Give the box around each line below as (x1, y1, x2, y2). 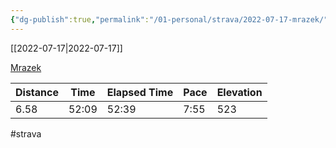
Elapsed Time (106, 85, 174, 99)
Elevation (216, 85, 263, 99)
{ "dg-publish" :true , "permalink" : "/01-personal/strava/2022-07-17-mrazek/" (10, 14, 329, 25)
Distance (15, 85, 59, 99)
